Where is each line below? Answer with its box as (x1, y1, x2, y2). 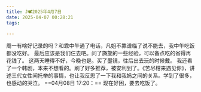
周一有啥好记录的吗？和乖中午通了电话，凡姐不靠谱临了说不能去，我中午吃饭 (6, 42, 195, 50)
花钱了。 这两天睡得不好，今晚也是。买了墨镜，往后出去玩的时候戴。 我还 (6, 57, 187, 65)
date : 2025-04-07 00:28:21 (6, 14, 74, 20)
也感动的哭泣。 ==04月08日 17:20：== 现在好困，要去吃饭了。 (6, 79, 161, 87)
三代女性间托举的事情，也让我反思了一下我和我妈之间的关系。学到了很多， (11, 72, 195, 79)
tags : (6, 20, 20, 26)
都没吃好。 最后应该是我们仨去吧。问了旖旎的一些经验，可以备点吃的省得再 (6, 50, 191, 57)
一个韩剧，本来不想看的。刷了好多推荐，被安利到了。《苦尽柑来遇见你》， (11, 65, 190, 72)
